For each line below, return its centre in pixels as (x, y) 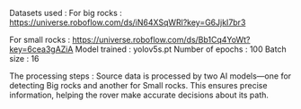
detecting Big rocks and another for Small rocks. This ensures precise (138, 85)
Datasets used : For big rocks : (66, 13)
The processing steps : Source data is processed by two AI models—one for (150, 76)
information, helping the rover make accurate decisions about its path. (139, 95)
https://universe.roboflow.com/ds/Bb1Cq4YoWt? (161, 40)
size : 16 (24, 59)
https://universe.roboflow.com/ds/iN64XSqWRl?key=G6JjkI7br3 (128, 22)
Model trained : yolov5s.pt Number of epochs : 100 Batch (181, 49)
